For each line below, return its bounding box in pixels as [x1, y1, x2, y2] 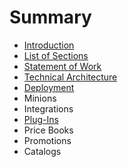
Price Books [23, 124, 74, 136]
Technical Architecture [23, 71, 118, 83]
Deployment [23, 81, 75, 93]
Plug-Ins [23, 113, 59, 125]
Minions [23, 92, 57, 104]
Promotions [23, 134, 72, 146]
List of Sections [23, 49, 89, 61]
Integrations [23, 102, 74, 115]
